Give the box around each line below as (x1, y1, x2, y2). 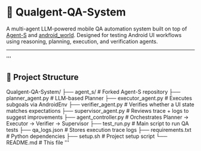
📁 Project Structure (6, 72, 79, 82)
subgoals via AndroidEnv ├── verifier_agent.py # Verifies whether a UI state (6, 101, 194, 108)
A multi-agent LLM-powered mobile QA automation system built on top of (6, 25, 187, 32)
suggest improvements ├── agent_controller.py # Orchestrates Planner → (6, 113, 189, 121)
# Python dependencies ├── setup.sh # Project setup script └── (6, 132, 167, 140)
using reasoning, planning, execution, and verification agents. (6, 38, 159, 45)
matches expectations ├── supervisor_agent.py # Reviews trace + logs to (6, 107, 189, 114)
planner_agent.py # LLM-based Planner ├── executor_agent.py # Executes (6, 94, 193, 101)
